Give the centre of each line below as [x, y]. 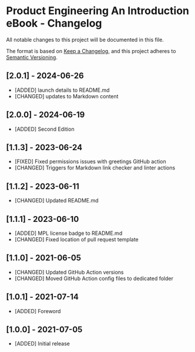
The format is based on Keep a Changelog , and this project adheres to [91, 51]
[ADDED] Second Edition [44, 129]
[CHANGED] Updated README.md [56, 201]
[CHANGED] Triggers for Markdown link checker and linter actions [95, 168]
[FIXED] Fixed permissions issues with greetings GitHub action [90, 162]
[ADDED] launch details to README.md [62, 90]
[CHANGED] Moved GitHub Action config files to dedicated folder [94, 278]
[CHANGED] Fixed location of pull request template [77, 239]
